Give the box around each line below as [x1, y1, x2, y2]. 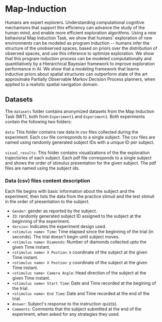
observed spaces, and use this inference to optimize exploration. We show [5, 50, 154, 56]
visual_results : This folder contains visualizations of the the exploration [5, 150, 150, 155]
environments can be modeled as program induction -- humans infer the [5, 40, 150, 46]
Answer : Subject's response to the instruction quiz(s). [12, 301, 118, 307]
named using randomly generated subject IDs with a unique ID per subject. [5, 139, 155, 145]
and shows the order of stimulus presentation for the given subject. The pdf [5, 160, 157, 166]
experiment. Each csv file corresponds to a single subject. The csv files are [5, 134, 155, 140]
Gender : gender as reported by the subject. [12, 208, 97, 214]
